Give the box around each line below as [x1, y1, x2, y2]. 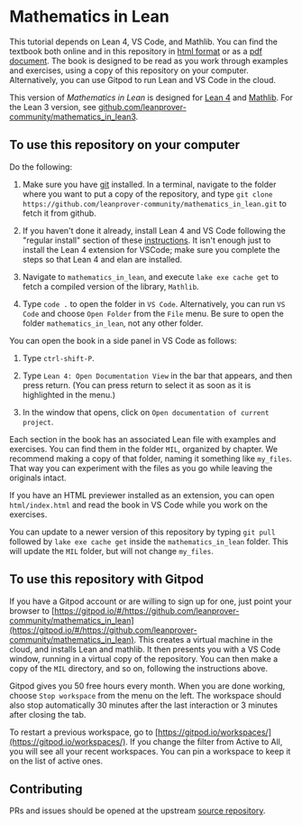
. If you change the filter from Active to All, [125, 736, 283, 746]
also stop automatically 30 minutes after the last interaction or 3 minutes [9, 700, 278, 710]
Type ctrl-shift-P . [22, 352, 95, 363]
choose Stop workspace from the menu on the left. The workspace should [9, 690, 282, 700]
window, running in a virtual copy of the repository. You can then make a [9, 653, 279, 664]
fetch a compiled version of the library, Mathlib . [22, 281, 200, 292]
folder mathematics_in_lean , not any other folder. [22, 318, 204, 329]
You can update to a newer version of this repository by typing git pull [9, 526, 276, 537]
